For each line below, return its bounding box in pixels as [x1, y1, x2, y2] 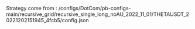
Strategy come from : [6, 5, 57, 11]
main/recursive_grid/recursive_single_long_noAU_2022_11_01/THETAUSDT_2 [6, 11, 189, 18]
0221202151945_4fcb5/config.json [6, 17, 89, 23]
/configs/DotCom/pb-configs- [58, 5, 131, 11]
